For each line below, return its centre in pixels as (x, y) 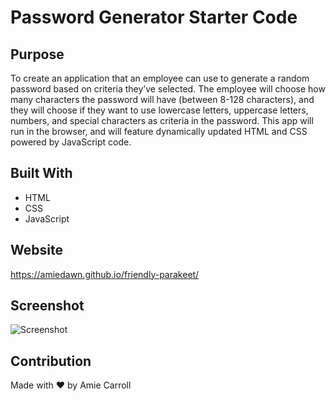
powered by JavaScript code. (71, 142)
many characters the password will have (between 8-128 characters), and (162, 99)
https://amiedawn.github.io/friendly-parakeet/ (105, 274)
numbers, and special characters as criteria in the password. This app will (162, 120)
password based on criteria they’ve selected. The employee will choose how (168, 89)
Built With (41, 173)
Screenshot (47, 306)
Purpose (37, 54)
